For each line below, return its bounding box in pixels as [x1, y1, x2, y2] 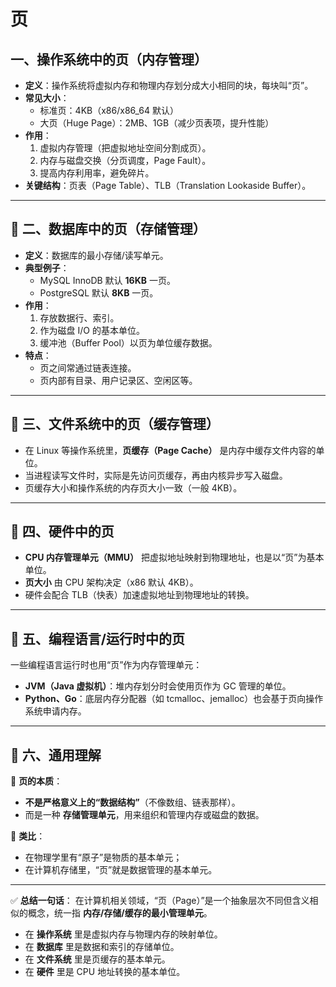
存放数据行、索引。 [39, 311, 120, 324]
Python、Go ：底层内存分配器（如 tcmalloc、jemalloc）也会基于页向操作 [24, 693, 324, 705]
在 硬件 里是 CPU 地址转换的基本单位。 [24, 966, 186, 978]
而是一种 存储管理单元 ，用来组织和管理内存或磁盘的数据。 [24, 809, 265, 821]
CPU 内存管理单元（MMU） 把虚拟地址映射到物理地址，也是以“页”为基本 [24, 551, 325, 564]
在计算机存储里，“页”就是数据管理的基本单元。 [24, 864, 218, 876]
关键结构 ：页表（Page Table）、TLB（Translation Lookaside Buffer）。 [24, 180, 312, 191]
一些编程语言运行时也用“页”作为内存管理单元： [10, 659, 203, 671]
